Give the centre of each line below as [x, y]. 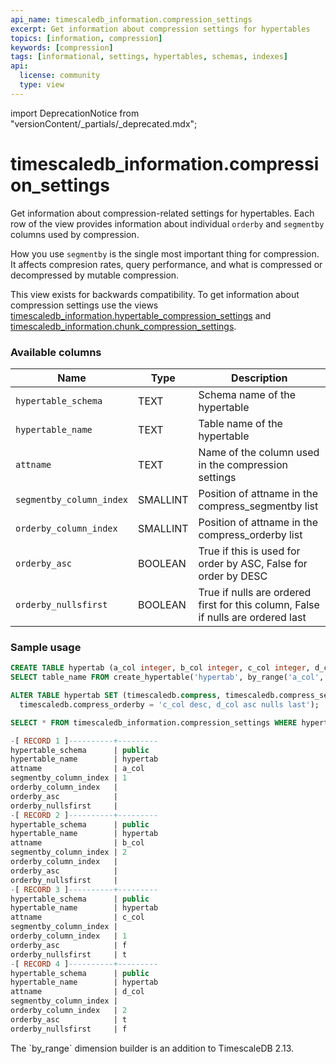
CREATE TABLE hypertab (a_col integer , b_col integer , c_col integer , [160, 668]
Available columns [56, 352]
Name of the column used [259, 452]
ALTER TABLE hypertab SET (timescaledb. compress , [116, 696]
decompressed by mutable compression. [95, 275]
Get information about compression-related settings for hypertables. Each [162, 213]
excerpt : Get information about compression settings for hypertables [160, 29]
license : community [60, 76]
